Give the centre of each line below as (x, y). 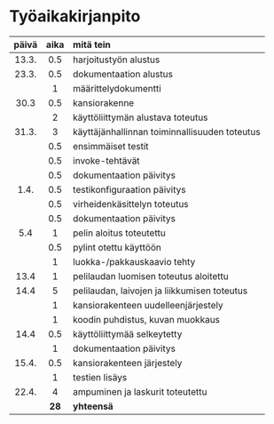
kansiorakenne (103, 102)
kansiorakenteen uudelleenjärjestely (148, 305)
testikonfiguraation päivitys (129, 189)
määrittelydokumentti (117, 88)
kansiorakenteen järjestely (127, 363)
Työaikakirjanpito (75, 16)
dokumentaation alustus (122, 74)
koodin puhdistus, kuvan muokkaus (146, 319)
